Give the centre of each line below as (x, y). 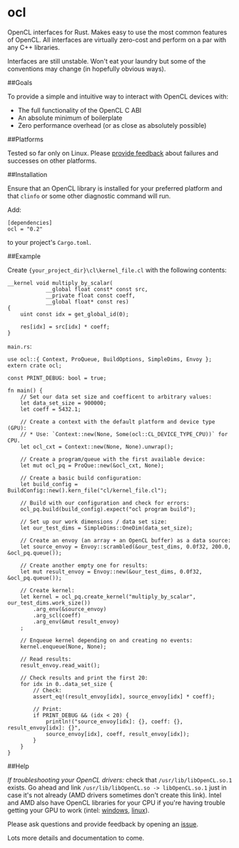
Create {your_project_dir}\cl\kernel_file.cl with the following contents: (117, 270)
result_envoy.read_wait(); (60, 665)
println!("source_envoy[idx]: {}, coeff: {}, (114, 722)
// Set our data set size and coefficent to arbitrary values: (116, 397)
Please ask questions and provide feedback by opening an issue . (103, 824)
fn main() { (25, 390)
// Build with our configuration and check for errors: (105, 503)
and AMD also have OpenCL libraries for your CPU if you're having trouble (117, 802)
